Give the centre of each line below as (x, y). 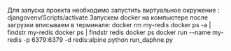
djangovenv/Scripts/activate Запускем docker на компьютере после (108, 17)
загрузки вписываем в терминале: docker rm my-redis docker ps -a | (109, 25)
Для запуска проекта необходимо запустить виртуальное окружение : (113, 10)
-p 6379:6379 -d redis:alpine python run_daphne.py (98, 40)
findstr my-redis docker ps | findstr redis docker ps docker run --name (109, 32)
